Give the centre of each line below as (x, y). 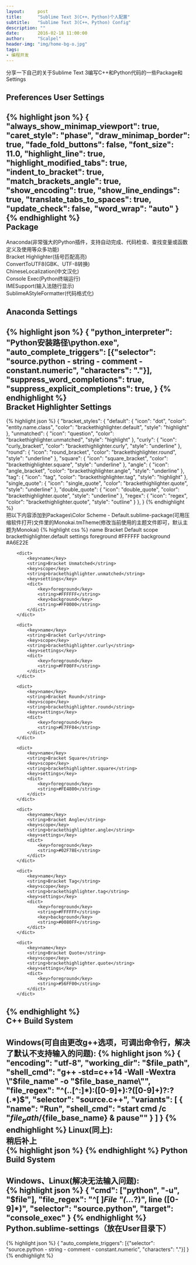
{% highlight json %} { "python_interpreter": (89, 332)
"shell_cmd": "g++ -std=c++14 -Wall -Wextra (91, 1072)
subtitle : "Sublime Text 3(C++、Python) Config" (69, 22)
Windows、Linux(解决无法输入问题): (73, 1181)
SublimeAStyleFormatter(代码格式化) (50, 293)
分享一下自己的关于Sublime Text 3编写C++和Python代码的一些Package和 (94, 72)
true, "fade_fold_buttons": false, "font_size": (90, 145)
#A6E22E (18, 543)
